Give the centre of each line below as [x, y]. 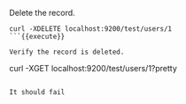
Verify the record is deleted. [67, 52]
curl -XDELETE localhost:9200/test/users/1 [91, 29]
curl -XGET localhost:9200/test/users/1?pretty [93, 68]
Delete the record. [42, 13]
